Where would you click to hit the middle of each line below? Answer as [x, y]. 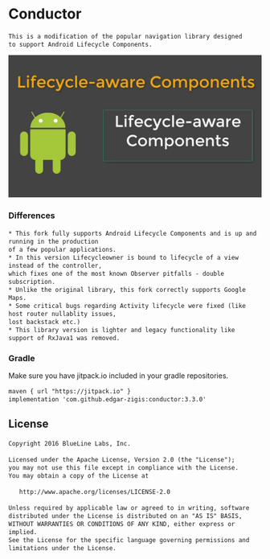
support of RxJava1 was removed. [64, 338]
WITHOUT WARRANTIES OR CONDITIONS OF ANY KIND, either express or [122, 524]
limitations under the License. [62, 548]
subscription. [32, 282]
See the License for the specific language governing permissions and [129, 540]
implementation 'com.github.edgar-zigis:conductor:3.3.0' [107, 400]
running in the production [53, 241]
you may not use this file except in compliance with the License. [124, 467]
